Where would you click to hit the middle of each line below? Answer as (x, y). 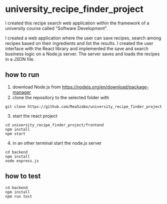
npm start (15, 134)
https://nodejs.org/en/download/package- (105, 87)
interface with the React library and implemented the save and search (77, 48)
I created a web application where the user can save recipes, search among (83, 38)
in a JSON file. (20, 59)
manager (22, 92)
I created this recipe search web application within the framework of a (77, 23)
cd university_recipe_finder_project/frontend (54, 125)
